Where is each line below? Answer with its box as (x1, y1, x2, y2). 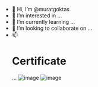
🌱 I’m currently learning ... (11, 18, 75, 25)
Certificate (11, 54, 67, 68)
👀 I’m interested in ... (11, 12, 62, 19)
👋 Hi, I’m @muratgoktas (11, 6, 70, 13)
